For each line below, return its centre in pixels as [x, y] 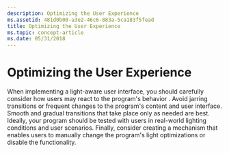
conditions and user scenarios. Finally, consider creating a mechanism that [112, 128]
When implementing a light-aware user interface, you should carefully [105, 92]
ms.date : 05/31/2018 [37, 39]
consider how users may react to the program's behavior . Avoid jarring [107, 99]
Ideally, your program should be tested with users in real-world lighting [107, 121]
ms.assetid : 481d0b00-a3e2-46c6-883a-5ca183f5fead [81, 20]
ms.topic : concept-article [45, 32]
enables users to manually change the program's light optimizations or [106, 135]
